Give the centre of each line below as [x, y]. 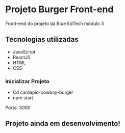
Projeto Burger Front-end [59, 9]
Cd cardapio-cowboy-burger [43, 92]
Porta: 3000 [18, 108]
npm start [23, 98]
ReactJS [21, 57]
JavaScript [24, 51]
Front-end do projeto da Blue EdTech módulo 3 [55, 23]
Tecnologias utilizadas [42, 39]
